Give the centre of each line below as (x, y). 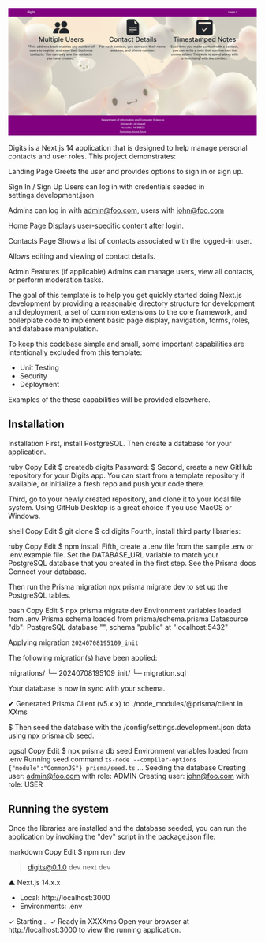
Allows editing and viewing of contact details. (82, 256)
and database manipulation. (53, 328)
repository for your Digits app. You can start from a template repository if (127, 475)
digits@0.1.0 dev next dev (69, 867)
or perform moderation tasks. (56, 280)
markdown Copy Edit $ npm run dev (67, 851)
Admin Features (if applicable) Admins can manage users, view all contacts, (131, 271)
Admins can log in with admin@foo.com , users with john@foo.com (116, 210)
